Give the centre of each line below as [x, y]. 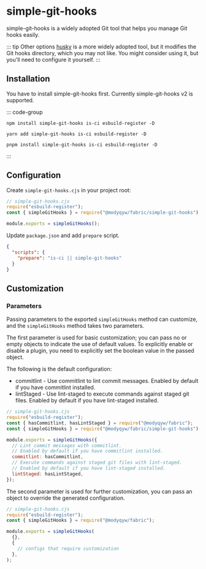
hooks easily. [23, 34]
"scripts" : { [29, 252]
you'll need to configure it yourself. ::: [54, 59]
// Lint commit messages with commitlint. [67, 445]
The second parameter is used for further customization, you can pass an [99, 491]
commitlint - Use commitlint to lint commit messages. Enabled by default [107, 381]
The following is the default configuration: [59, 369]
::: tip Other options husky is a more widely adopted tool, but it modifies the [101, 47]
